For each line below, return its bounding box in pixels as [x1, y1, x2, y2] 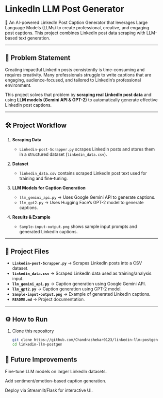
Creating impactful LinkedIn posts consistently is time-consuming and [5, 67, 145, 73]
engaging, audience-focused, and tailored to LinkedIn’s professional [5, 77, 141, 83]
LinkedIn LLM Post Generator [5, 3, 125, 15]
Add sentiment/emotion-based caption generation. [5, 378, 107, 383]
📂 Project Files [5, 247, 49, 255]
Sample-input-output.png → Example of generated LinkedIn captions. [12, 291, 151, 297]
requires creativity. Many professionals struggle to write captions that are [5, 72, 151, 77]
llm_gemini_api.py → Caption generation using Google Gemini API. [12, 281, 147, 287]
